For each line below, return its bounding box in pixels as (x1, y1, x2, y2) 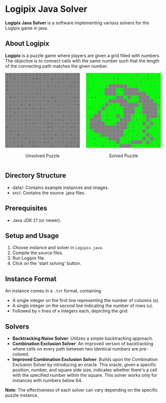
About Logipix (5, 40, 49, 48)
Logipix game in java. (5, 25, 48, 31)
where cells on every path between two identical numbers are (12, 346, 138, 352)
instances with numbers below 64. (12, 377, 83, 384)
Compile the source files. (12, 250, 63, 256)
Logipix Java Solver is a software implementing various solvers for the (5, 20, 149, 26)
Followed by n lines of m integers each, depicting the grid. (12, 308, 129, 314)
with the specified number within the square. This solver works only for (12, 372, 158, 378)
